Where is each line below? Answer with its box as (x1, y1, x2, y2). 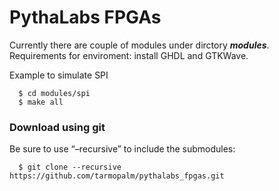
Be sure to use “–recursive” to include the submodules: (9, 143, 236, 155)
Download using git (9, 120, 106, 134)
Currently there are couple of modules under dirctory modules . (9, 39, 270, 51)
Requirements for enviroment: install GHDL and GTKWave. (9, 49, 249, 61)
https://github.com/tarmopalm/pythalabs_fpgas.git (9, 171, 225, 181)
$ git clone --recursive (18, 162, 122, 173)
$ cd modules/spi (18, 88, 91, 98)
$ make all (18, 97, 64, 107)
